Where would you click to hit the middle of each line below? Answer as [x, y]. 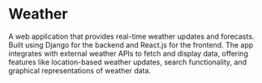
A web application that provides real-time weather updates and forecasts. [131, 36]
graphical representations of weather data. [80, 70]
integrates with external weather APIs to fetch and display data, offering [129, 53]
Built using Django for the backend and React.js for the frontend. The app [131, 44]
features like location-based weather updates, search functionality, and [128, 62]
